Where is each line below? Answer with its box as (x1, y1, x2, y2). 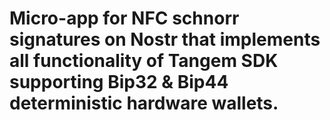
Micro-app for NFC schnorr (9, 7, 240, 30)
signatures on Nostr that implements (9, 28, 321, 51)
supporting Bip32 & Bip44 (9, 71, 229, 94)
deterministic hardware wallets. (9, 92, 279, 115)
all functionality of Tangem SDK (9, 50, 279, 72)
